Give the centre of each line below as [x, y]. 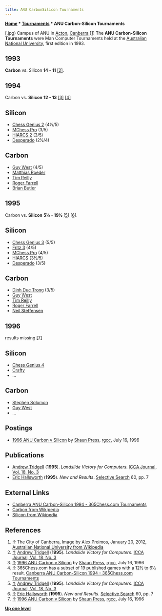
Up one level [18, 608]
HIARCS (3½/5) [27, 258]
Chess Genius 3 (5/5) [33, 242]
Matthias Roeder [29, 172]
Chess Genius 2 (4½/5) [35, 124]
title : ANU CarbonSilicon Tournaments [44, 10]
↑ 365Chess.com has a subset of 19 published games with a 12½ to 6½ [84, 568]
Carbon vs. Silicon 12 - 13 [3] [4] [38, 98]
